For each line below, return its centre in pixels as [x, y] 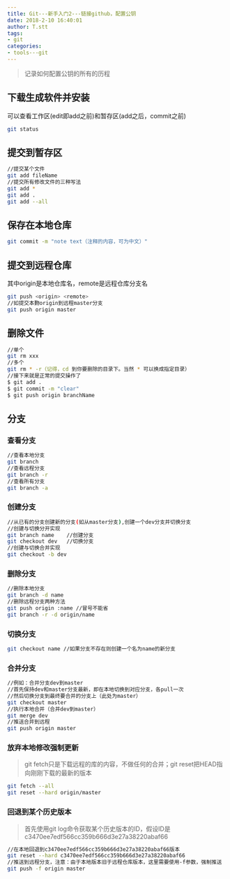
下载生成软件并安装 [48, 98]
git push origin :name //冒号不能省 [58, 608]
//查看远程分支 [26, 469]
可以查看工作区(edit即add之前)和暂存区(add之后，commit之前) [97, 115]
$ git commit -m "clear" [43, 389]
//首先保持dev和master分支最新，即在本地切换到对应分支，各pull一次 [95, 689]
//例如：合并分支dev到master [45, 683]
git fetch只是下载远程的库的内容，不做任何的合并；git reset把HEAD [121, 764]
